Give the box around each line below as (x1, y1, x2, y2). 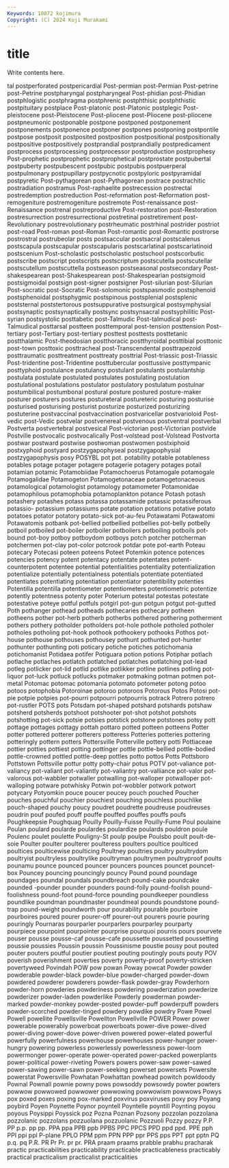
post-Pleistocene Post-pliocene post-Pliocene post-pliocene (41, 111, 212, 119)
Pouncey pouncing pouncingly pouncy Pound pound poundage (19, 869, 198, 877)
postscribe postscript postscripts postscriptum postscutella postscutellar (7, 257, 213, 265)
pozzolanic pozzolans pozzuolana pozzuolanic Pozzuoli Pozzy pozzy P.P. (7, 1117, 214, 1125)
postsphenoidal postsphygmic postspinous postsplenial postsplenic (7, 293, 198, 302)
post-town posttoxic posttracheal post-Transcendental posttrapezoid (7, 344, 202, 353)
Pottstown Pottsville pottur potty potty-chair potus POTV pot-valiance (7, 759, 203, 768)
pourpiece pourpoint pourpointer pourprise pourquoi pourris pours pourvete (7, 927, 222, 935)
